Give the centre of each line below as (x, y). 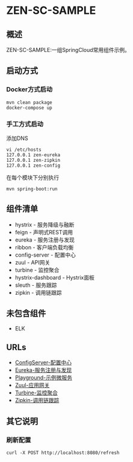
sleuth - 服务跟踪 (36, 285)
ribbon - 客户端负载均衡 (44, 247)
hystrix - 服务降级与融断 (45, 225)
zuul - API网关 (32, 262)
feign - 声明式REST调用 (44, 232)
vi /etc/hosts (24, 149)
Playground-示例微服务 (43, 377)
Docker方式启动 (29, 89)
